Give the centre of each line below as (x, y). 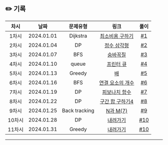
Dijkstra (78, 35)
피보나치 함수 (117, 92)
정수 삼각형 (116, 45)
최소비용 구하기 (117, 36)
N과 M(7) (116, 111)
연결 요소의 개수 (117, 83)
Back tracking (78, 110)
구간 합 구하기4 (117, 101)
